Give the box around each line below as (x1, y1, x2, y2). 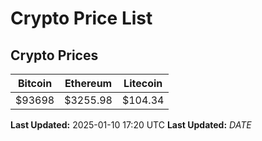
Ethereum (64, 77, 113, 90)
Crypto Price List (10, 7, 153, 30)
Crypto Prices (10, 47, 99, 64)
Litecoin (123, 77, 163, 90)
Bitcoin (17, 77, 53, 90)
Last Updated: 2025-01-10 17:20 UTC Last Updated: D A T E (10, 119, 252, 131)
